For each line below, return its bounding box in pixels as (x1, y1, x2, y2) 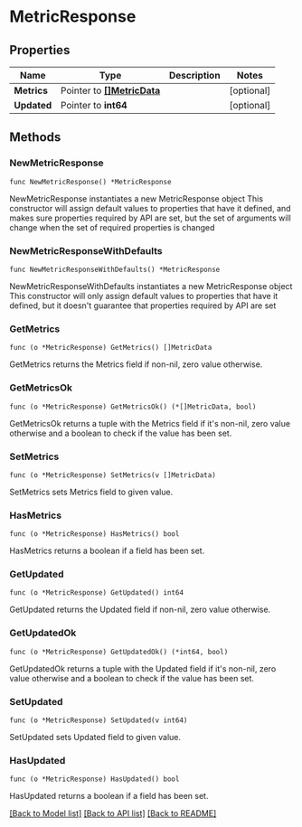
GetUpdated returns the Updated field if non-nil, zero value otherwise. (9, 604, 271, 616)
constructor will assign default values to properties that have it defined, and (9, 202, 291, 213)
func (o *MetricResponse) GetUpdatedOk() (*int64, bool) (9, 647, 229, 656)
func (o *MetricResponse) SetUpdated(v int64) (9, 716, 188, 725)
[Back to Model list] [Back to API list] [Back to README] (9, 808, 217, 819)
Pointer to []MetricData (60, 84, 161, 97)
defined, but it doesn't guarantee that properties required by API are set (9, 300, 277, 311)
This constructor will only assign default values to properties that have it (9, 290, 278, 301)
